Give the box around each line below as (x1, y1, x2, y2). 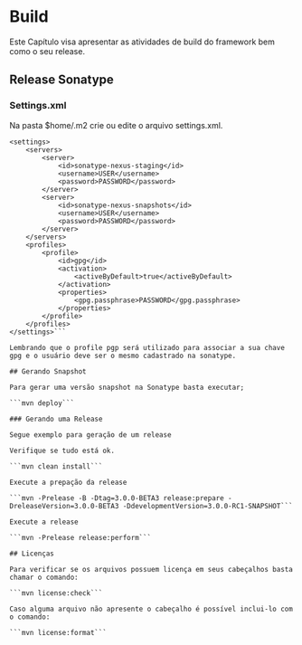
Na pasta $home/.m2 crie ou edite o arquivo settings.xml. (9, 119, 223, 130)
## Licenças (9, 549, 54, 558)
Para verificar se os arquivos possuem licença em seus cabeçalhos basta (9, 564, 294, 574)
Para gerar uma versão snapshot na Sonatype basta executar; (9, 383, 245, 392)
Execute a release (9, 517, 79, 526)
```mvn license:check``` (9, 588, 103, 598)
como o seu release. (9, 45, 86, 56)
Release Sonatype (9, 72, 115, 88)
